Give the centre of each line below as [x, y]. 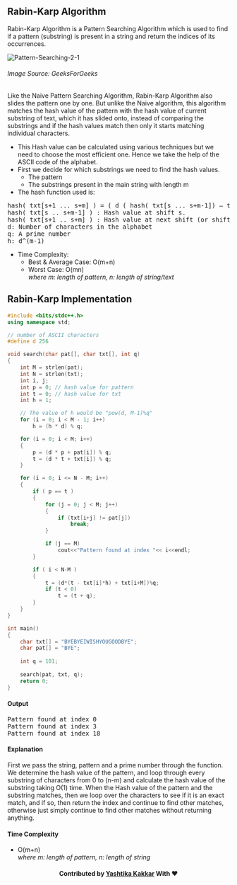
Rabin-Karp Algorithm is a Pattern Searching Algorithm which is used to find [117, 28]
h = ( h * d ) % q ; [58, 427]
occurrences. [27, 44]
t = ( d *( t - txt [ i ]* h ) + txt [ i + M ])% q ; [102, 583]
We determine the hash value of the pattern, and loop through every [106, 772]
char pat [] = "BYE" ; [50, 648]
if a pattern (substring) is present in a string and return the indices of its [111, 36]
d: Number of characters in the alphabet [80, 227]
